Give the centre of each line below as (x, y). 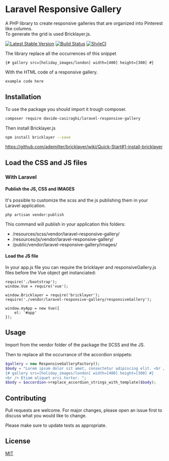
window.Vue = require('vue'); (37, 286)
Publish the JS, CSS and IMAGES (40, 189)
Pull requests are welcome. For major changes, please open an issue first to (84, 410)
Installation (23, 97)
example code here (24, 81)
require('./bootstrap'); (31, 282)
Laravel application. (26, 206)
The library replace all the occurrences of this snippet (61, 53)
